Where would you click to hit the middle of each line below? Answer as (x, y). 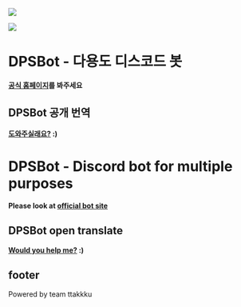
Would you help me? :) (46, 250)
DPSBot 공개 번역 (49, 113)
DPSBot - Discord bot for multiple (120, 166)
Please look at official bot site (58, 205)
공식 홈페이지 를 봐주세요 (45, 85)
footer (24, 275)
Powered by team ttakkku (50, 294)
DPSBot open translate (66, 231)
